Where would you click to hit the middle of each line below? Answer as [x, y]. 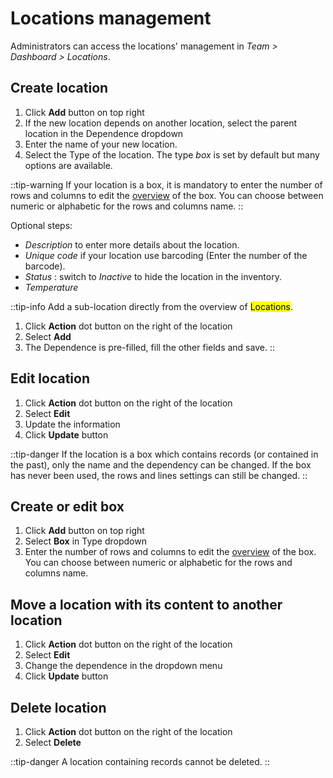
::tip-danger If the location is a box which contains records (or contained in [164, 454]
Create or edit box [67, 506]
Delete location [58, 707]
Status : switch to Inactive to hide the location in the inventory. [153, 276]
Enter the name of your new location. [101, 144]
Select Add [48, 336]
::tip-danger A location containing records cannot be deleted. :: [140, 761]
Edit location [50, 378]
